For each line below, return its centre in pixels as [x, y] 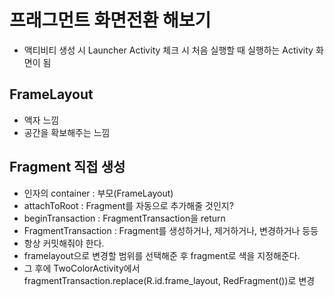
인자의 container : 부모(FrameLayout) [98, 193]
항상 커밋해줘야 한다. [64, 243]
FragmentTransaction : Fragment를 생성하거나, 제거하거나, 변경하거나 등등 [171, 230]
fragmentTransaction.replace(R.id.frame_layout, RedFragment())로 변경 [169, 280]
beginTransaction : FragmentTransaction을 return [124, 218]
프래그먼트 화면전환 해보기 [110, 20]
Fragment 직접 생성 [67, 167]
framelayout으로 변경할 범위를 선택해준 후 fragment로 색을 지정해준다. [162, 255]
